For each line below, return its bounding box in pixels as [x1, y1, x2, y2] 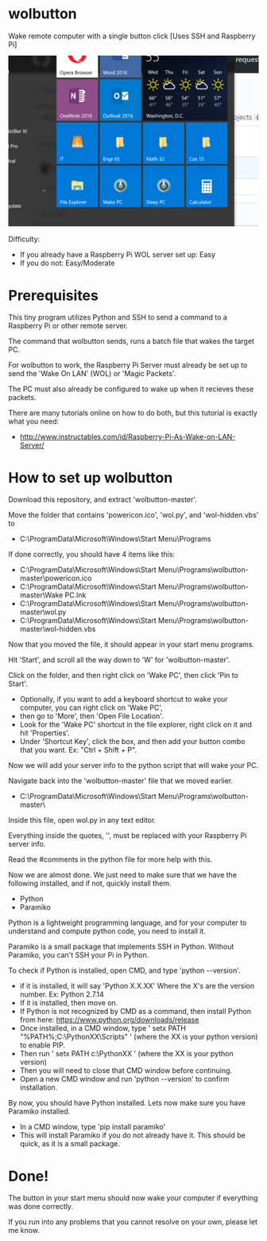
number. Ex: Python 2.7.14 [19, 989, 105, 1000]
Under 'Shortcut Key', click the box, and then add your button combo [19, 737, 246, 746]
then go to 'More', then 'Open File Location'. [19, 711, 164, 721]
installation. [19, 1082, 58, 1092]
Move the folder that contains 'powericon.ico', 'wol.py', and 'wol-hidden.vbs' [8, 511, 259, 520]
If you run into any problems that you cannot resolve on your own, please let [8, 1217, 258, 1227]
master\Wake [19, 590, 64, 600]
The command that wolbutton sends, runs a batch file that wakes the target [8, 336, 254, 346]
